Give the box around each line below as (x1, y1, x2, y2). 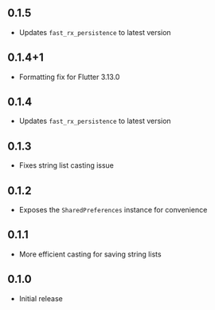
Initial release (18, 293, 63, 303)
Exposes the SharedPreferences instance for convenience (18, 205, 208, 215)
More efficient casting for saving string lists (18, 249, 162, 259)
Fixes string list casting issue (18, 161, 115, 170)
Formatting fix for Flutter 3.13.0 (18, 72, 120, 81)
